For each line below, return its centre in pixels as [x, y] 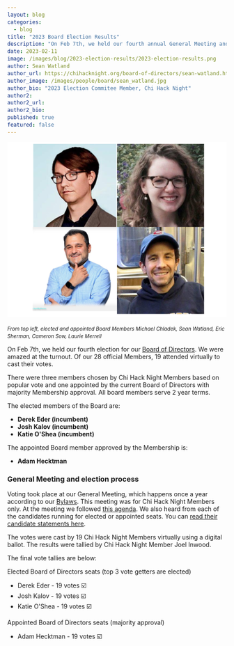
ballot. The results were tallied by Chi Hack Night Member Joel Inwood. [109, 545]
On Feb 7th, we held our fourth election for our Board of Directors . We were [116, 349]
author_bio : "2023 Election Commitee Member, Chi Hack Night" [99, 88]
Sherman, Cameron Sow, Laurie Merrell [55, 336]
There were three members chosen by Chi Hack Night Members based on [113, 377]
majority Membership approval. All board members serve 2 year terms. [109, 392]
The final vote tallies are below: [52, 558]
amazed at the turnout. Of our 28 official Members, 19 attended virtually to [114, 356]
